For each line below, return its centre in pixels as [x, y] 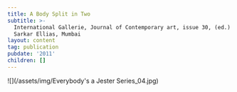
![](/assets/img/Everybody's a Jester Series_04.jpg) [83, 81]
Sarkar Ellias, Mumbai [47, 34]
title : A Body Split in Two [49, 14]
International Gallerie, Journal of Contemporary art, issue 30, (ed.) [122, 27]
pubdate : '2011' [31, 54]
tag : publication [33, 47]
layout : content [31, 41]
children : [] [27, 61]
